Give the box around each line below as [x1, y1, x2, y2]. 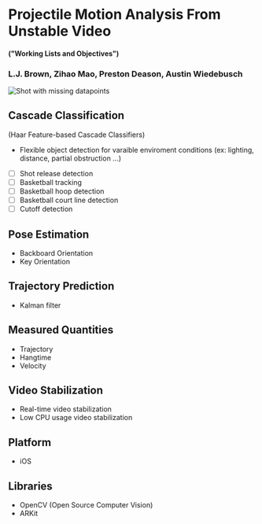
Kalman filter [19, 301, 61, 310]
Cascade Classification [8, 109, 124, 123]
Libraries [8, 479, 53, 493]
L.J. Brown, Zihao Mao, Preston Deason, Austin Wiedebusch [8, 68, 243, 79]
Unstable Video [8, 22, 112, 40]
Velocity [19, 360, 46, 371]
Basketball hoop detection [19, 186, 105, 196]
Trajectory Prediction [8, 279, 115, 293]
